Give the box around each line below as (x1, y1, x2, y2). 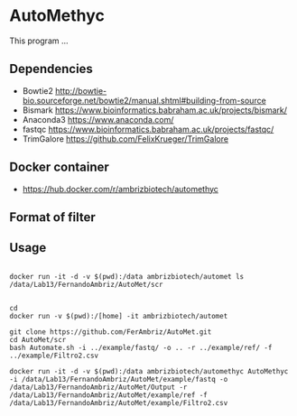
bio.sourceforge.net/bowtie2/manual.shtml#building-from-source (22, 95, 266, 106)
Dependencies (9, 61, 93, 77)
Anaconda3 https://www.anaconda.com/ (22, 114, 174, 125)
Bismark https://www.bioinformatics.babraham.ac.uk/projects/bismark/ (22, 105, 287, 116)
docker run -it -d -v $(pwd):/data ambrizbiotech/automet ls (9, 272, 245, 281)
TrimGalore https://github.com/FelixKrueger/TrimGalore (22, 133, 228, 144)
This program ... (9, 35, 70, 46)
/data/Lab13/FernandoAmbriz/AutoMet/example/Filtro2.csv (9, 398, 228, 407)
